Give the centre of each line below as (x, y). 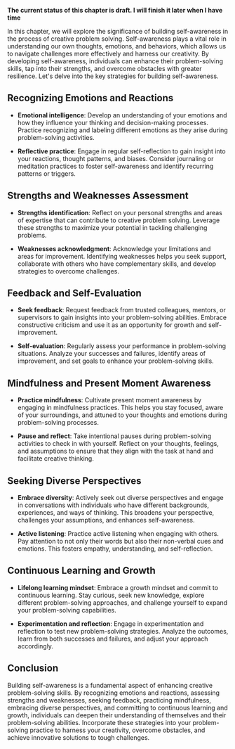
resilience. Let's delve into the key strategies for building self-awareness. (113, 76)
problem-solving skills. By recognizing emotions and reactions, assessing (113, 693)
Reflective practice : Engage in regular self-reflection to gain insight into (121, 151)
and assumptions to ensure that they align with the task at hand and (115, 451)
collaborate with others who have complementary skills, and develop (116, 264)
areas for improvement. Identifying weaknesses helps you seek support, (122, 256)
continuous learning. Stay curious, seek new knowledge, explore (111, 595)
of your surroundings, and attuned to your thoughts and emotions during (122, 415)
